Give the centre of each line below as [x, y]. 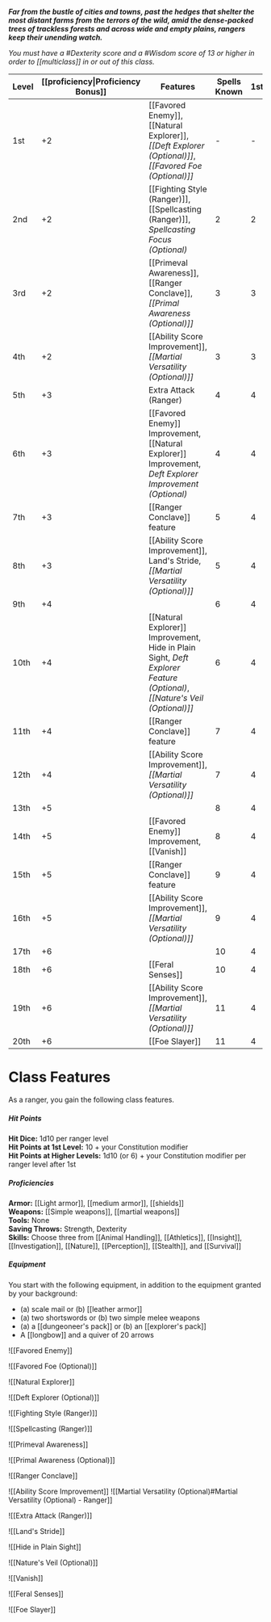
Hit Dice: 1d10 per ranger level [58, 1138]
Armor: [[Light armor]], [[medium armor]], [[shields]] [96, 1203]
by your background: [43, 1293]
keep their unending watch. [56, 37]
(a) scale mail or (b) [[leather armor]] [81, 1309]
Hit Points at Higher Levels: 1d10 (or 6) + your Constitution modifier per [127, 1155]
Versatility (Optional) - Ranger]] [60, 1500]
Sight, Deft [168, 658]
